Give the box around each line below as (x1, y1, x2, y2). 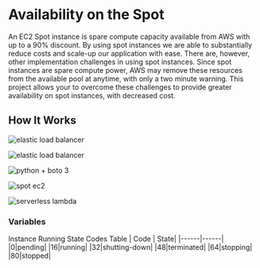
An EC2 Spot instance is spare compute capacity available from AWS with (8, 32, 250, 41)
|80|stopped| (8, 251, 52, 261)
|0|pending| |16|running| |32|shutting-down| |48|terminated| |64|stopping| (8, 243, 253, 252)
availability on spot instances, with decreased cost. (8, 90, 177, 100)
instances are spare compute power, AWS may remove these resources (8, 65, 243, 75)
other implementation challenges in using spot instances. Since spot (8, 57, 232, 67)
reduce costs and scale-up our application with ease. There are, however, (8, 48, 250, 58)
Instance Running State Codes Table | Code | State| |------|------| (8, 234, 224, 243)
